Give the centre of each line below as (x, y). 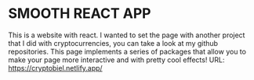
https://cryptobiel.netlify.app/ (56, 68)
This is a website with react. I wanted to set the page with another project (127, 35)
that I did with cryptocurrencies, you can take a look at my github (113, 43)
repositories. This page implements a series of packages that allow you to (127, 51)
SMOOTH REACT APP (80, 14)
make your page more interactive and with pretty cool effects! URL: (116, 60)
